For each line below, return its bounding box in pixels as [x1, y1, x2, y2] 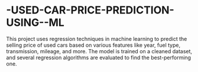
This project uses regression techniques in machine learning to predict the [6, 35, 187, 42]
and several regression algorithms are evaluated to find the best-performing [6, 54, 191, 61]
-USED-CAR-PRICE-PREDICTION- [6, 4, 174, 17]
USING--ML [6, 16, 65, 29]
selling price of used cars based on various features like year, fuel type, [6, 42, 181, 49]
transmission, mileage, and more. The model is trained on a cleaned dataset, [6, 47, 193, 54]
